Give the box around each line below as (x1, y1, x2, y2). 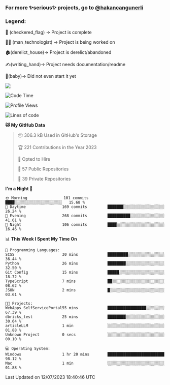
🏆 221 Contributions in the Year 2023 (17, 144, 97, 151)
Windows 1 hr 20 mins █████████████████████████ (5, 352, 165, 357)
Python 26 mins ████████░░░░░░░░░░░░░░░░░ (5, 261, 165, 266)
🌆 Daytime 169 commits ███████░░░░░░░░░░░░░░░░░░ (5, 204, 165, 210)
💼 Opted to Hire (17, 156, 51, 162)
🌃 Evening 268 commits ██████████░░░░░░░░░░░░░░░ (5, 213, 165, 219)
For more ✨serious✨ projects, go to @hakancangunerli (5, 4, 144, 11)
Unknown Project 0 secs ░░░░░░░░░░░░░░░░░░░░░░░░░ (5, 332, 165, 337)
